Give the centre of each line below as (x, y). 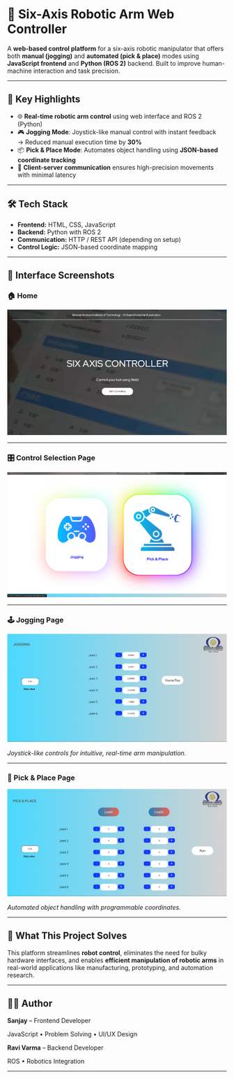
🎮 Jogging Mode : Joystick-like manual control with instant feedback (117, 131)
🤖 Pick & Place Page (41, 778)
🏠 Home (23, 295)
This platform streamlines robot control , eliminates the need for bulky (107, 952)
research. (21, 975)
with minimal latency (47, 175)
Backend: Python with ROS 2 (59, 232)
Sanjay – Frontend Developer (49, 1020)
